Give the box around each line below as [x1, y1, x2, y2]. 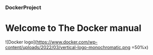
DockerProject [5, 4, 41, 11]
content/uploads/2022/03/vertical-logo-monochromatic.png [5, 44, 131, 50]
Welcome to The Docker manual [5, 22, 142, 34]
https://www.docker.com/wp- [36, 39, 98, 45]
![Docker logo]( [5, 39, 37, 45]
